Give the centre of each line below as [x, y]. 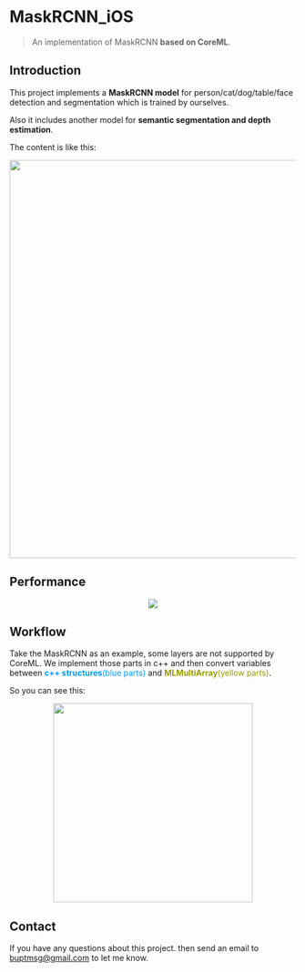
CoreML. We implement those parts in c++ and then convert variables [140, 663]
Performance [48, 582]
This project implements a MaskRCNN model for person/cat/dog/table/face [152, 92]
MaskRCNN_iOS [71, 17]
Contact [33, 926]
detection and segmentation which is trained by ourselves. [119, 102]
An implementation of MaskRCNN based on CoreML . [131, 42]
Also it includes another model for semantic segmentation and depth [140, 119]
